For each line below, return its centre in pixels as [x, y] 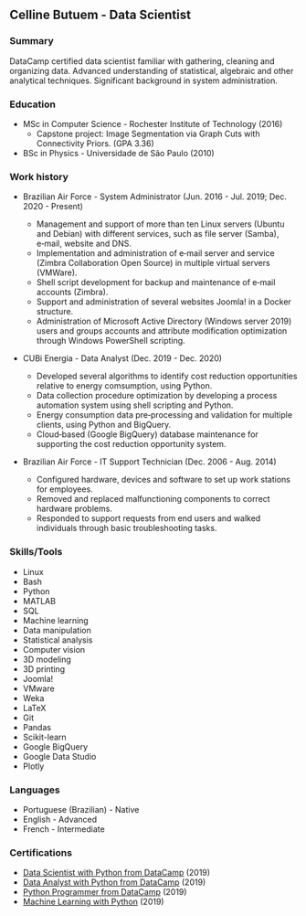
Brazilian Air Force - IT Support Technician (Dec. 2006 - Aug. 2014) [149, 462]
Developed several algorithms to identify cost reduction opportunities [167, 376]
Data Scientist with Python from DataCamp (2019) [116, 873]
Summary [32, 41]
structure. [55, 312]
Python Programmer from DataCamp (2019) [105, 892]
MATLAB [39, 601]
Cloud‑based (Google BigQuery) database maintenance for [147, 434]
